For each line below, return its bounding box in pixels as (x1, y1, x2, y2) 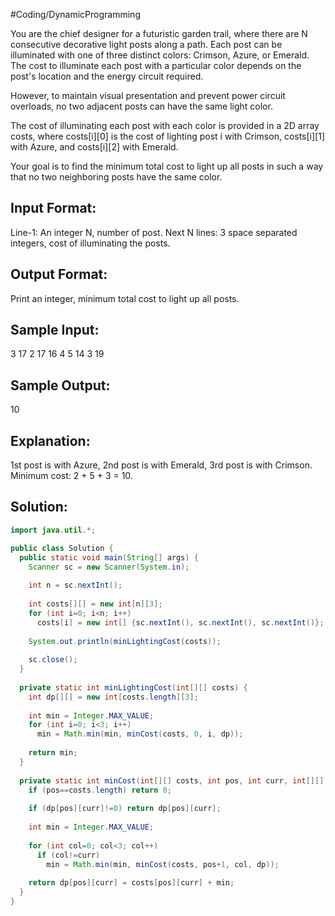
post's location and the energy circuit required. (10, 70, 204, 82)
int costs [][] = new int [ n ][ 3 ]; (28, 599, 163, 609)
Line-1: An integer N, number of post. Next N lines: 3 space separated (10, 226, 298, 238)
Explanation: (10, 432, 91, 449)
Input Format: (10, 200, 97, 217)
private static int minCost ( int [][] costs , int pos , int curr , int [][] (19, 775, 325, 786)
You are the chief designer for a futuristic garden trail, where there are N (10, 28, 308, 39)
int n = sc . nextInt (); (28, 580, 123, 591)
